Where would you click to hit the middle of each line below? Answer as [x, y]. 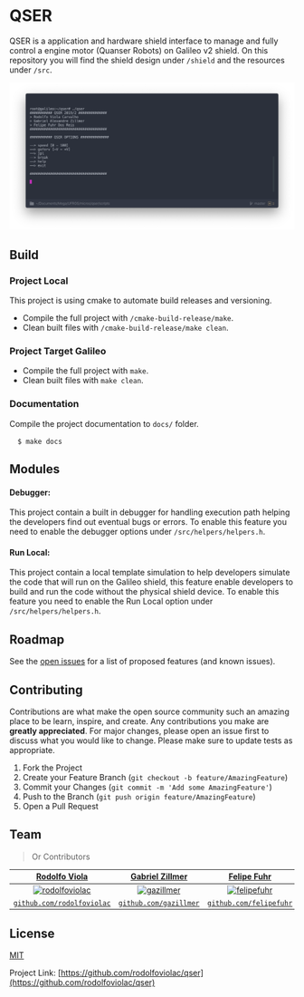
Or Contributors [61, 857]
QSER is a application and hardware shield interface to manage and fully [144, 41]
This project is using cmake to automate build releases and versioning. [141, 300]
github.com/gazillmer [159, 903]
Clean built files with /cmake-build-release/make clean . [125, 328]
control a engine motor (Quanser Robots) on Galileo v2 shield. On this [139, 50]
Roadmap [37, 639]
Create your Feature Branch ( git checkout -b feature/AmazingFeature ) [155, 778]
